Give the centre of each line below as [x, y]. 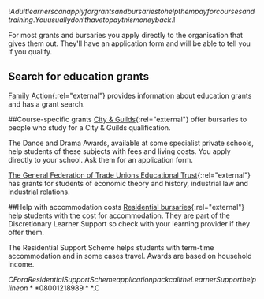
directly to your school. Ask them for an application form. [100, 159]
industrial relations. [39, 192]
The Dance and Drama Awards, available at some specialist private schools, [131, 143]
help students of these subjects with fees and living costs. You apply [119, 151]
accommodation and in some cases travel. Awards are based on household [130, 256]
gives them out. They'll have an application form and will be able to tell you [129, 43]
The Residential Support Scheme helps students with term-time [111, 247]
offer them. [26, 232]
